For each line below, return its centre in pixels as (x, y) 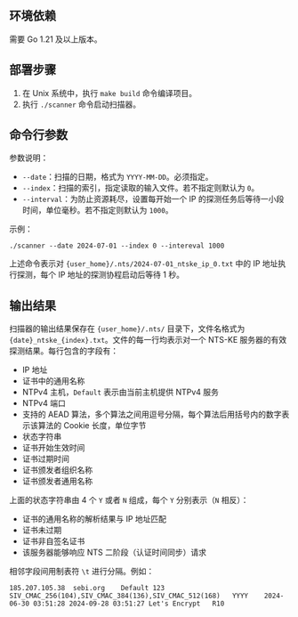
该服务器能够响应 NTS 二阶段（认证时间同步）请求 (114, 552)
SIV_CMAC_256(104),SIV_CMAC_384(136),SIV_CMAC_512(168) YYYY (129, 596)
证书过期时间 (45, 459)
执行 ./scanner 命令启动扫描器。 (81, 104)
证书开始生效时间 (53, 448)
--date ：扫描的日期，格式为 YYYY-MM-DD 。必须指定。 (117, 177)
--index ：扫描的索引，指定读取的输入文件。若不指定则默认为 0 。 (141, 188)
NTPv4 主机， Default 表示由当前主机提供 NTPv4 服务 (121, 392)
